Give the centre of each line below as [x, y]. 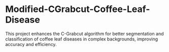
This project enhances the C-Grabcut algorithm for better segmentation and [84, 33]
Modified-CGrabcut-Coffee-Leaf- [78, 9]
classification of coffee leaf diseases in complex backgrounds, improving [82, 39]
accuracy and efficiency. [31, 44]
